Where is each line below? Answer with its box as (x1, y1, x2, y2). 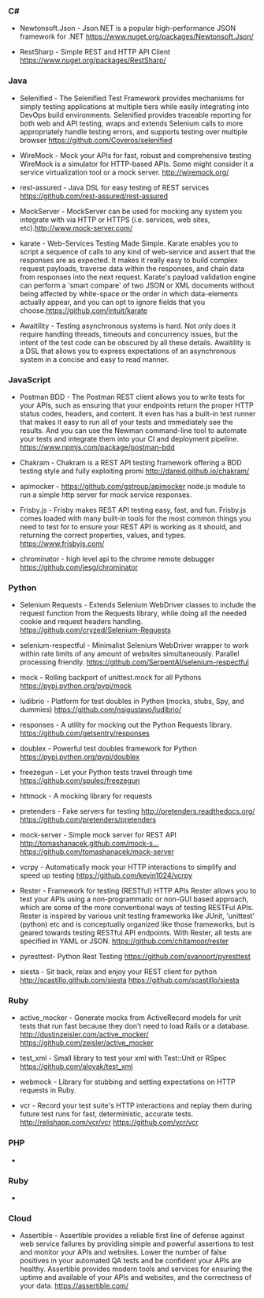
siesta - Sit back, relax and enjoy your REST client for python (19, 967, 218, 976)
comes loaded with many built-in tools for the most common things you (19, 514, 251, 523)
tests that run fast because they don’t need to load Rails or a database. (19, 1021, 250, 1031)
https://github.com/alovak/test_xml (19, 1062, 133, 1071)
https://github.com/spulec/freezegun (19, 776, 140, 785)
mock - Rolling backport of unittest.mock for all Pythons (19, 673, 202, 683)
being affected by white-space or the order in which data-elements (19, 288, 239, 298)
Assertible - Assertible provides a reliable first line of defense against (19, 1231, 244, 1240)
